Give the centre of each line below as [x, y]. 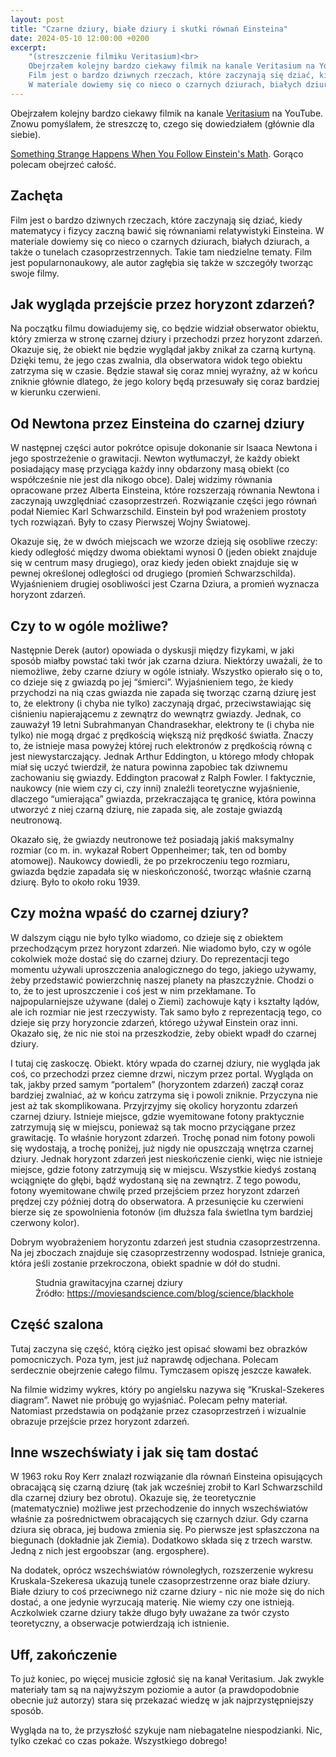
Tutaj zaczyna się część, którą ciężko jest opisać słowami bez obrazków [159, 1348]
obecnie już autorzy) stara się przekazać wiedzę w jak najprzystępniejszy [162, 1700]
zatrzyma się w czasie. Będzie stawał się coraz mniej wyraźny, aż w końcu [164, 371]
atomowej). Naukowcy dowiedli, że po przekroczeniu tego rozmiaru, [150, 860]
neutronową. [36, 820]
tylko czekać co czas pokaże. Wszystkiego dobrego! [119, 1741]
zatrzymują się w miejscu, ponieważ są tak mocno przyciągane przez [153, 1127]
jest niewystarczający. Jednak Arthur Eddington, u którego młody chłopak [162, 756]
